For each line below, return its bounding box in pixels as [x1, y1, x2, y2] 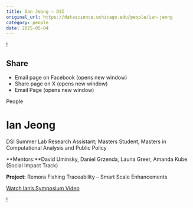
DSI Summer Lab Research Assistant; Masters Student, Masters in [6, 138, 166, 145]
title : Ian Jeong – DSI [6, 8, 65, 15]
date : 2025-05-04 [6, 25, 49, 31]
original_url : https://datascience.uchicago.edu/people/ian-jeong [6, 14, 173, 20]
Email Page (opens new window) [14, 87, 94, 94]
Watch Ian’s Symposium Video [6, 185, 80, 192]
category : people [6, 19, 49, 25]
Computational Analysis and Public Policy [6, 144, 107, 151]
